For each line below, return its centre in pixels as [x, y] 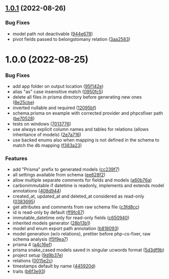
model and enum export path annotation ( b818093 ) [66, 228]
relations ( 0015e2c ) [33, 261]
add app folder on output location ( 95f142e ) [58, 86]
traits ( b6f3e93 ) [29, 271]
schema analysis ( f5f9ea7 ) [40, 239]
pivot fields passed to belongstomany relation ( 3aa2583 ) [71, 39]
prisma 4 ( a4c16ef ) [32, 245]
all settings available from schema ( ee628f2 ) [59, 175]
